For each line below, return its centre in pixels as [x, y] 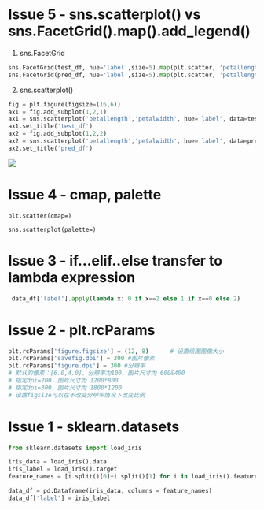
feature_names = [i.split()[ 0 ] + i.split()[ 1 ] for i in [98, 477]
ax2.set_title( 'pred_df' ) [50, 148]
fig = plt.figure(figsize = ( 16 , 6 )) [65, 104]
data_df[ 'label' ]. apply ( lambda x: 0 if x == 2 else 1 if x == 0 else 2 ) [126, 298]
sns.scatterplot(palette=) [52, 229]
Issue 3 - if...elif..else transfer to [115, 261]
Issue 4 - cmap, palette [85, 195]
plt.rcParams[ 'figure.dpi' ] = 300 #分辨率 [77, 366]
